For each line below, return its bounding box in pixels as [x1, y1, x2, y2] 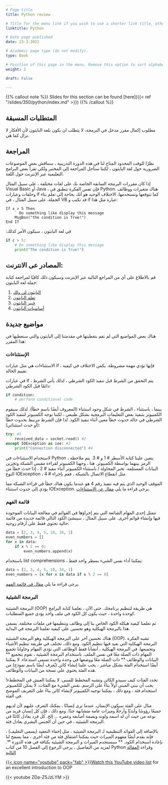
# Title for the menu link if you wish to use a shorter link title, [5, 21, 154, 26]
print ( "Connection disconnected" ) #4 [14, 445, 93, 451]
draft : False [5, 76, 33, 81]
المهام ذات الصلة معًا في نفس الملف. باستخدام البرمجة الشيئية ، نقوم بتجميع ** [5, 651, 152, 657]
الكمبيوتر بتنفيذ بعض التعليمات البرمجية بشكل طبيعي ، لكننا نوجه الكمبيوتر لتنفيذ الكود [5, 411, 162, 417]
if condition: [5, 392, 35, 397]
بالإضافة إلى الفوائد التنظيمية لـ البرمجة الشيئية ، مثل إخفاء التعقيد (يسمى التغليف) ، [5, 728, 159, 734]
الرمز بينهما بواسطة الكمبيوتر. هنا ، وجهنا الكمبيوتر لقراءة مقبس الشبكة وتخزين [5, 460, 151, 466]
